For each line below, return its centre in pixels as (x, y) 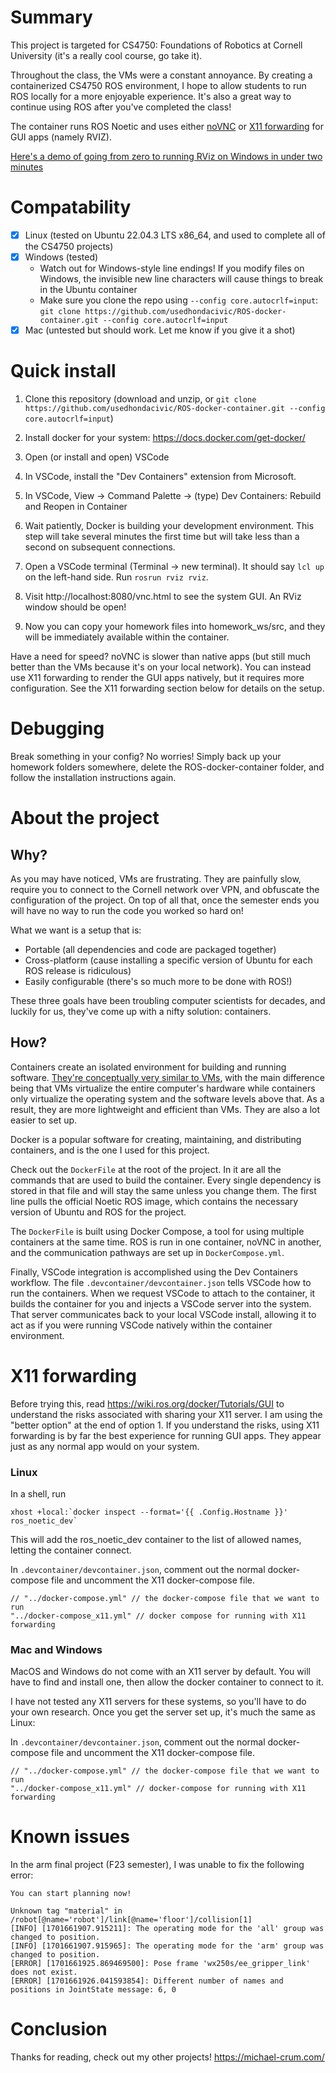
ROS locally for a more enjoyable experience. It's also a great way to (151, 96)
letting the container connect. (71, 1550)
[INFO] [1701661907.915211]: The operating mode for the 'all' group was (167, 1929)
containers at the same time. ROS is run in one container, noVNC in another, (166, 1242)
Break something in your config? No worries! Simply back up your (146, 756)
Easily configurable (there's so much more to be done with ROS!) (158, 981)
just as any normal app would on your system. (105, 1446)
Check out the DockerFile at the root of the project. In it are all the (146, 1169)
